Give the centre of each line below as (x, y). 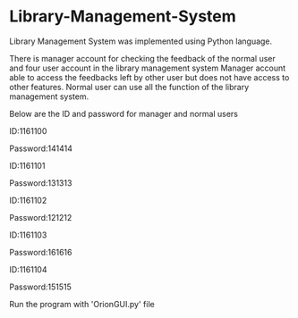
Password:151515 (40, 287)
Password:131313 (41, 183)
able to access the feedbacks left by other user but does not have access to (149, 77)
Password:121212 (41, 217)
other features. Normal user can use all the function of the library (129, 87)
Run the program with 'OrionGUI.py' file (82, 304)
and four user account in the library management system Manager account (148, 68)
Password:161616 (41, 252)
